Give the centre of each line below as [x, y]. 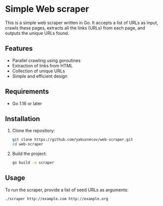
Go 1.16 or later [27, 103]
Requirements [27, 92]
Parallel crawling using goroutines [46, 60]
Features [19, 48]
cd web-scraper [28, 144]
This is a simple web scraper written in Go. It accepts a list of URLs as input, [81, 23]
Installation [23, 119]
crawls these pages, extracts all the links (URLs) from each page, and [75, 28]
